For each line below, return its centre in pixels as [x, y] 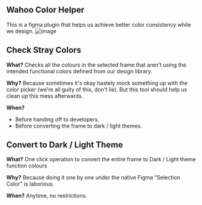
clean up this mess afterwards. [45, 96]
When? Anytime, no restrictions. [47, 196]
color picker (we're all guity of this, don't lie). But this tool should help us [97, 89]
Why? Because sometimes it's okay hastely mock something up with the [97, 83]
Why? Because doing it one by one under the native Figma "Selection [93, 178]
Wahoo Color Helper [45, 10]
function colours [27, 166]
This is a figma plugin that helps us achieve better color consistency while [99, 24]
